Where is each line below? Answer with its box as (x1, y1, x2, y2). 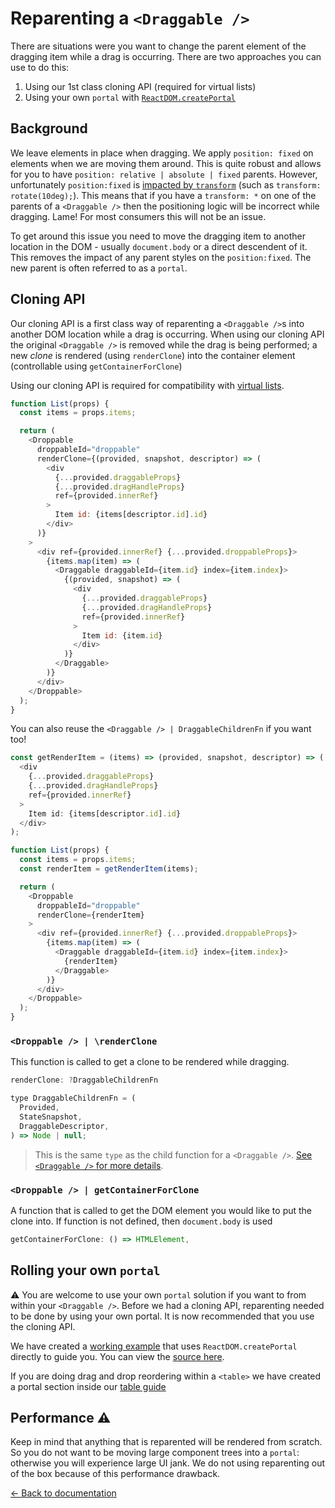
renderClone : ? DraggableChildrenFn (10, 1075, 159, 1086)
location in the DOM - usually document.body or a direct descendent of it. (10, 240, 308, 252)
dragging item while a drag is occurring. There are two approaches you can (10, 50, 322, 62)
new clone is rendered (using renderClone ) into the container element (10, 349, 296, 361)
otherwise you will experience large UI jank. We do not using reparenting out (10, 1457, 326, 1469)
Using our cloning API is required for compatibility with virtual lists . (10, 379, 285, 391)
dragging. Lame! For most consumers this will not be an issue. (10, 210, 267, 222)
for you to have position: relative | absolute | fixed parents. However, (10, 168, 318, 180)
